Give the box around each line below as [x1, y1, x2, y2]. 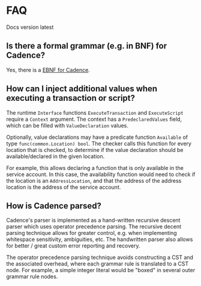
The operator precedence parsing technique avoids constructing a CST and [6, 254, 194, 261]
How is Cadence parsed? [6, 201, 102, 211]
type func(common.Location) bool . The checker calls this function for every [6, 139, 192, 147]
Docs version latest [6, 23, 54, 31]
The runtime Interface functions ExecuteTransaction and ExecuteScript [6, 109, 184, 116]
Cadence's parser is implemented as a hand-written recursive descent [6, 217, 181, 224]
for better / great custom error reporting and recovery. [6, 242, 140, 249]
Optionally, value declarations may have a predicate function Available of [6, 133, 188, 141]
